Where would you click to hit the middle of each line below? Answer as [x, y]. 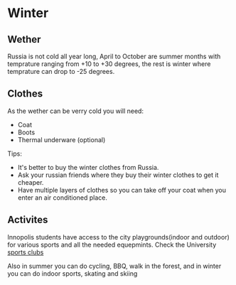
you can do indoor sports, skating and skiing [73, 273]
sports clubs [26, 252]
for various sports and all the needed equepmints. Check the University [112, 244]
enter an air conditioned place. [63, 198]
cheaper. [31, 182]
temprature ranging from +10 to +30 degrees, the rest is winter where [109, 64]
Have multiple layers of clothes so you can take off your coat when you [122, 190]
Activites [28, 220]
